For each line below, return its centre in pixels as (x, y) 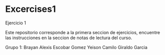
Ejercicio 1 (16, 23)
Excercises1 (31, 9)
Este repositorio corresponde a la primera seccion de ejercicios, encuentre (82, 32)
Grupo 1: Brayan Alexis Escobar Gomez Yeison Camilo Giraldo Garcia (76, 47)
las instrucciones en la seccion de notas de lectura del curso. (69, 38)
